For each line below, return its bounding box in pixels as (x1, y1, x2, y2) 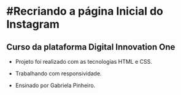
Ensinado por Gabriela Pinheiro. (15, 82, 96, 89)
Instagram (6, 17, 60, 31)
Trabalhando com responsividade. (15, 70, 102, 77)
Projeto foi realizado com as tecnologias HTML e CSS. (15, 58, 152, 65)
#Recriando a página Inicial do (6, 4, 164, 18)
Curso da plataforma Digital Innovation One (6, 42, 175, 52)
